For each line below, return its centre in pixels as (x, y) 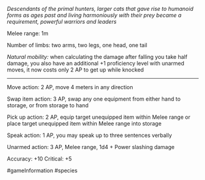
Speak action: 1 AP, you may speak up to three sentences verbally (89, 135)
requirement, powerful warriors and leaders (62, 22)
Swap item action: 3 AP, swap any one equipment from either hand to (94, 99)
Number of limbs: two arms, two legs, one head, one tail (77, 45)
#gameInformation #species (42, 170)
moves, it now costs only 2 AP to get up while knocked (75, 70)
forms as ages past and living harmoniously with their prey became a (94, 15)
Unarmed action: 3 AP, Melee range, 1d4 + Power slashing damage (91, 147)
